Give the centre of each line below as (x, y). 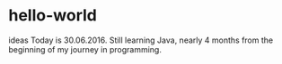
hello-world (53, 16)
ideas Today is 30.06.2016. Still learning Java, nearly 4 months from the (141, 40)
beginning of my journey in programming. (85, 49)
